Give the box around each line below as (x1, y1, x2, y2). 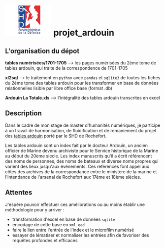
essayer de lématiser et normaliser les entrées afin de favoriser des (12, 232, 149, 238)
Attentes (5, 188, 33, 197)
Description (5, 109, 42, 118)
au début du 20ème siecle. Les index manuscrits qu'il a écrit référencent (5, 153, 152, 159)
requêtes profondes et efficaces (12, 237, 78, 243)
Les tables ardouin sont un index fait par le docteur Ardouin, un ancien (5, 142, 148, 148)
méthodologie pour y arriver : (5, 206, 65, 212)
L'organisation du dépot (5, 47, 80, 55)
